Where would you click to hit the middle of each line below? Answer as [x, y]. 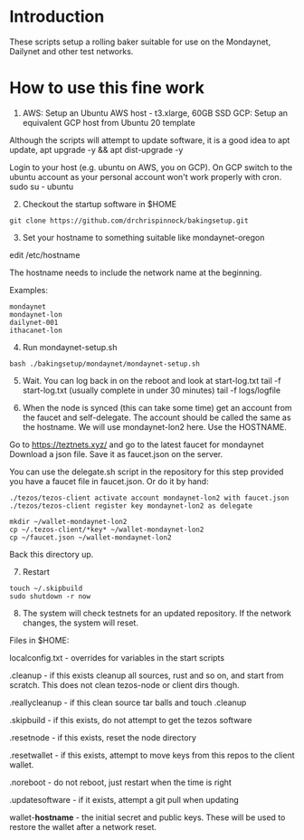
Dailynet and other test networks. [71, 51]
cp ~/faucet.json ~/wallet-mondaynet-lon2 [90, 537]
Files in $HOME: [39, 640]
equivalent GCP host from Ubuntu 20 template [109, 122]
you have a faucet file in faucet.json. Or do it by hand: [109, 481]
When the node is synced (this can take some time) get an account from [157, 407]
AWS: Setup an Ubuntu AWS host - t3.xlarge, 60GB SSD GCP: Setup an [155, 113]
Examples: [28, 290]
